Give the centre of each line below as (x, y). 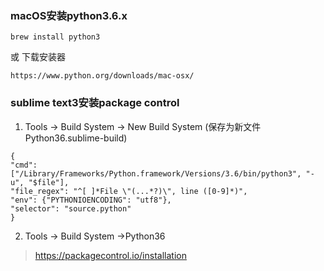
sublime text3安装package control (95, 103)
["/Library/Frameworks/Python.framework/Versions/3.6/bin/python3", (156, 173)
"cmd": (24, 165)
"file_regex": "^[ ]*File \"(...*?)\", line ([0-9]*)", (129, 191)
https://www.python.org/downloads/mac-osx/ (102, 76)
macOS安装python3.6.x (69, 15)
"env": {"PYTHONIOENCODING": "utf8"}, (91, 200)
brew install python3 (55, 37)
